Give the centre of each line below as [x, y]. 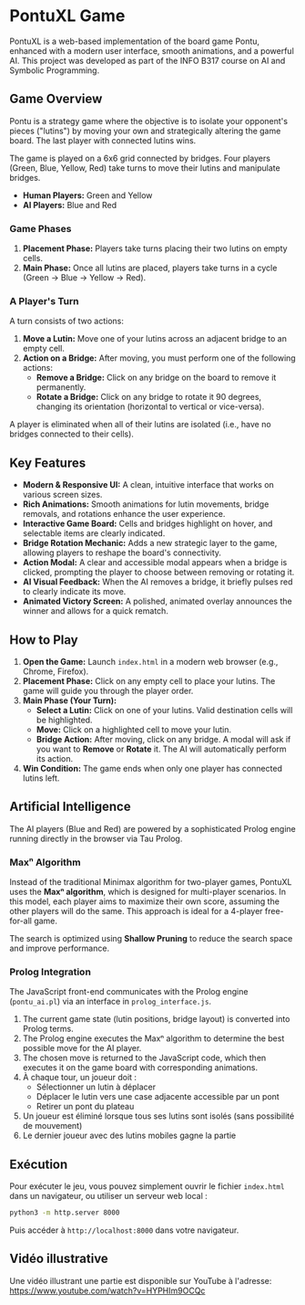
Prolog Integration [50, 972]
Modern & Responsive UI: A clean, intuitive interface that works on [148, 485]
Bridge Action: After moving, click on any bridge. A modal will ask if [163, 739]
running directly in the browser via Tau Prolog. [96, 838]
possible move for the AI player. [82, 1048]
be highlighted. [64, 720]
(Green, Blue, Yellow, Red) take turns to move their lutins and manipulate [145, 168]
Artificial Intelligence [70, 807]
